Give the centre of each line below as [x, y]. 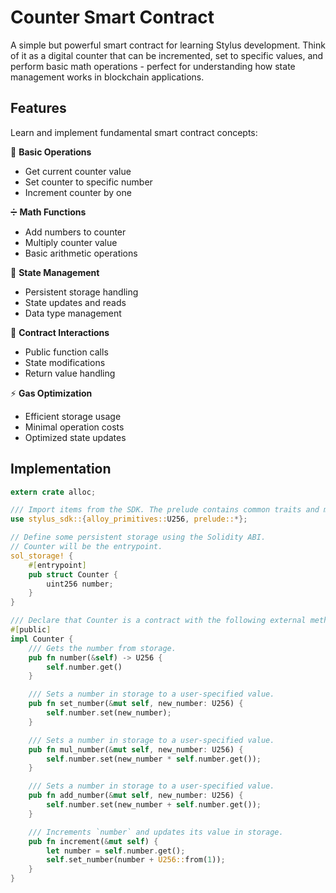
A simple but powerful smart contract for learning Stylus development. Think [168, 45]
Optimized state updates [75, 437]
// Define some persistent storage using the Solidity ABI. [138, 537]
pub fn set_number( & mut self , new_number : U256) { [136, 704]
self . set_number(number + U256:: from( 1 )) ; [136, 860]
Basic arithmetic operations [81, 253]
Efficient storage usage [73, 416]
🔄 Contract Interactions [60, 332]
